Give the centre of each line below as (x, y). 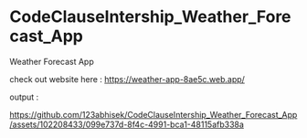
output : (24, 97)
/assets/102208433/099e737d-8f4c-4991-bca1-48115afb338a (127, 124)
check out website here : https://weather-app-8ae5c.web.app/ (127, 79)
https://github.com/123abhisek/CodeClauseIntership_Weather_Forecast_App (153, 114)
